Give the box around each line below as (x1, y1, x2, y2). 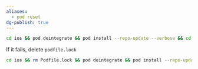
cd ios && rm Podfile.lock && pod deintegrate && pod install (6, 57, 162, 63)
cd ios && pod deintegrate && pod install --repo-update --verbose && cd (6, 36, 192, 42)
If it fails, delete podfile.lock (6, 46, 77, 53)
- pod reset (11, 14, 41, 20)
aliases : (6, 8, 28, 15)
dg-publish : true (6, 19, 49, 25)
